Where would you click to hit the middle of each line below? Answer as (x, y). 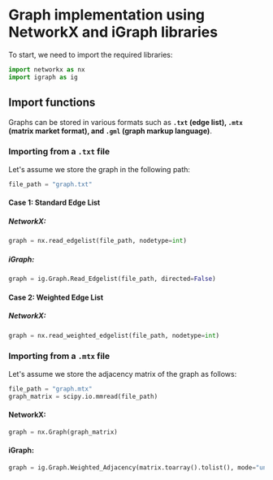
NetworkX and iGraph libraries (113, 32)
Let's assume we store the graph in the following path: (100, 169)
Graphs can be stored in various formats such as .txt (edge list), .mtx (126, 122)
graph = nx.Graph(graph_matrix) (63, 432)
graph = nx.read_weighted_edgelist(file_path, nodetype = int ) (114, 335)
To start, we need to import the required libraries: (91, 54)
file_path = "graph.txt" (50, 184)
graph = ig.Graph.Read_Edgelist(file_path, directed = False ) (113, 279)
